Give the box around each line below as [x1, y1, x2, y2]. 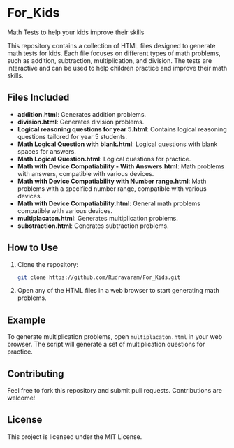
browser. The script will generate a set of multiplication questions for [7, 340, 205, 349]
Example [7, 314, 46, 326]
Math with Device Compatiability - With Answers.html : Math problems [17, 162, 225, 171]
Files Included [7, 92, 70, 103]
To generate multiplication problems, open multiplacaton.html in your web [7, 333, 223, 341]
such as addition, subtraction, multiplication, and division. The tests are [7, 56, 212, 64]
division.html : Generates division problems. [17, 117, 145, 126]
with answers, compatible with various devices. [17, 169, 154, 178]
